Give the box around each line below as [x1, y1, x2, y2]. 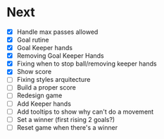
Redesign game [16, 91, 63, 99]
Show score [16, 68, 52, 76]
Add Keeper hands [16, 99, 72, 108]
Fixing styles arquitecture [16, 75, 91, 84]
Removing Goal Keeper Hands [16, 52, 104, 60]
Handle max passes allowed [16, 28, 99, 36]
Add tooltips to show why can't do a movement [16, 107, 154, 116]
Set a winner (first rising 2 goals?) [16, 115, 115, 123]
